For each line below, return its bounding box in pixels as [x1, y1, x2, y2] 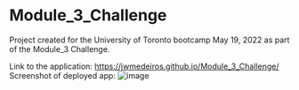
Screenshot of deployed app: [9, 70, 116, 80]
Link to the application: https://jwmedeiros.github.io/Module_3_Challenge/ [9, 61, 279, 71]
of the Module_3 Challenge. [9, 43, 110, 54]
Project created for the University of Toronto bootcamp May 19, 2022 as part [9, 34, 290, 45]
